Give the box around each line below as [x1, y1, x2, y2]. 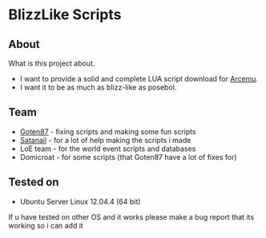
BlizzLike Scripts [8, 6, 122, 24]
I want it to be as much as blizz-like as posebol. [19, 82, 177, 92]
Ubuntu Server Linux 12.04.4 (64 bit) [19, 196, 141, 206]
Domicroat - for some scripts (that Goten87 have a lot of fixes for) [19, 152, 238, 161]
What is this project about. [8, 58, 95, 68]
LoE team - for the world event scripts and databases [19, 144, 196, 153]
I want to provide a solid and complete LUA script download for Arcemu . [19, 74, 259, 83]
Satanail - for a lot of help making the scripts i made [19, 135, 191, 145]
